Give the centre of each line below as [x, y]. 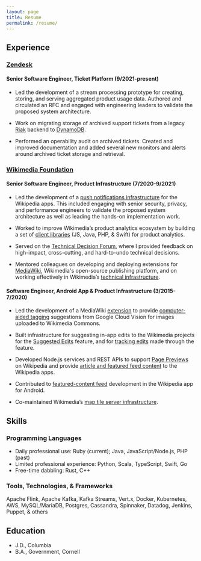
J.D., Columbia [33, 545]
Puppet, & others [27, 512]
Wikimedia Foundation [40, 169]
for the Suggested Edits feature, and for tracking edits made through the [104, 341]
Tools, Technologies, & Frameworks [60, 486]
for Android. [30, 390]
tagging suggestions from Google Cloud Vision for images [102, 317]
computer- [172, 311]
